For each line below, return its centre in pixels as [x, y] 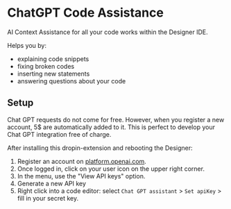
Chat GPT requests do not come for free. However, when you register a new [116, 119]
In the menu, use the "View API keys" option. [81, 176]
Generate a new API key [52, 183]
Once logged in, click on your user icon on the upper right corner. [111, 169]
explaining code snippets [53, 59]
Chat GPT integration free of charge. [59, 134]
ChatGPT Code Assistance [86, 13]
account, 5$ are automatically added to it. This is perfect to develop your [111, 127]
